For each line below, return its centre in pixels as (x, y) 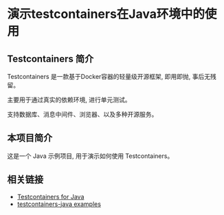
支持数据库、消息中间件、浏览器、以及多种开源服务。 (82, 114)
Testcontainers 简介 (51, 59)
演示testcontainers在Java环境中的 (106, 14)
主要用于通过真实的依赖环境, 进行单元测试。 (69, 100)
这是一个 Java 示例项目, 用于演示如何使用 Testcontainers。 (90, 156)
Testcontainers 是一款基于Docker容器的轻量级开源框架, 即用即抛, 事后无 (109, 77)
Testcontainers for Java (51, 196)
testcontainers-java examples (59, 204)
